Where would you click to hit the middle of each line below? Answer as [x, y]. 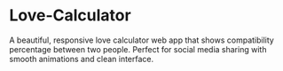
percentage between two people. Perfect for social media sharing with [138, 49]
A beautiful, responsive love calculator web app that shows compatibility [142, 40]
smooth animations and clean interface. [82, 59]
